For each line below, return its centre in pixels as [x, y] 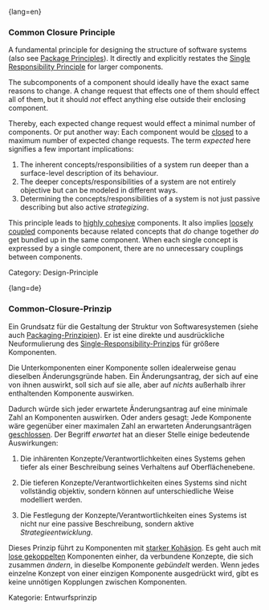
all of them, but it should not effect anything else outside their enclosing [127, 100]
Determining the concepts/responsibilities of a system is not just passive [140, 199]
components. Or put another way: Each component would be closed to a [128, 132]
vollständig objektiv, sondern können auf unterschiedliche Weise [127, 491]
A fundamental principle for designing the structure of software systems [128, 50]
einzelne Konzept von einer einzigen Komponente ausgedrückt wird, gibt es [134, 573]
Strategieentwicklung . [56, 532]
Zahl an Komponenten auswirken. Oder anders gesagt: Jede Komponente [130, 417]
